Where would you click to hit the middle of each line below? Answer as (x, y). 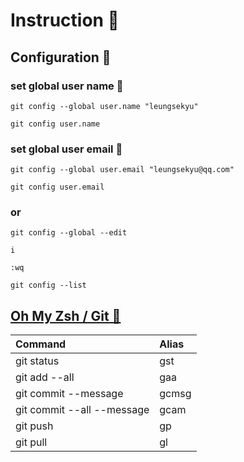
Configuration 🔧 (61, 57)
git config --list (48, 285)
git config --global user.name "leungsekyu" (104, 106)
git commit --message (69, 394)
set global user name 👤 (67, 86)
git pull (31, 442)
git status (37, 361)
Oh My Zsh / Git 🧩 (66, 315)
